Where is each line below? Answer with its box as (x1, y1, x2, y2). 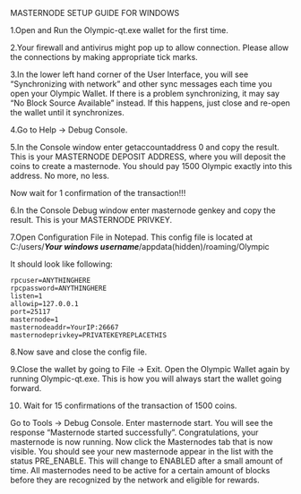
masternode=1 (10, 315, 59, 324)
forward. (10, 383, 42, 393)
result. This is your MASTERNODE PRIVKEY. (10, 215, 173, 225)
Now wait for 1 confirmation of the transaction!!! (10, 188, 186, 198)
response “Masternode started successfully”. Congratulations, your (10, 427, 259, 438)
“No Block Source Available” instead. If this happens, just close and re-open (10, 98, 290, 108)
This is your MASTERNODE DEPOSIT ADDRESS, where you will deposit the (10, 151, 286, 162)
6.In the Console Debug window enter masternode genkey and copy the (10, 205, 276, 216)
